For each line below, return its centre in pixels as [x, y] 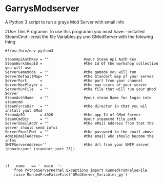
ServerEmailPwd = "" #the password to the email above [79, 132]
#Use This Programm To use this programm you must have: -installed [75, 31]
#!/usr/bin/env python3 [29, 51]
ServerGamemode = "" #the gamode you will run [71, 72]
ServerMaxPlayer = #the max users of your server [76, 85]
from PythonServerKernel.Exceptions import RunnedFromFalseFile [81, 170]
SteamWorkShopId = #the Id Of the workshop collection [82, 63]
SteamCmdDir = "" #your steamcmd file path [71, 119]
